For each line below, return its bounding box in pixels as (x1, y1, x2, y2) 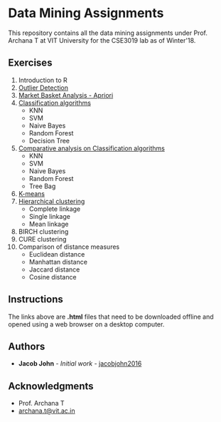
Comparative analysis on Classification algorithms (18, 144, 166, 153)
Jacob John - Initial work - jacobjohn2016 (18, 359, 142, 368)
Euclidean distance (28, 249, 85, 258)
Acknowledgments (8, 380, 95, 392)
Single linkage (28, 212, 70, 220)
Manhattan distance (28, 257, 88, 266)
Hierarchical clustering (18, 197, 85, 205)
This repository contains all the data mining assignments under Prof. (8, 29, 208, 37)
